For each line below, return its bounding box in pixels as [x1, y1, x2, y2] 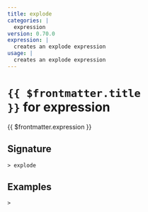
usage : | [7, 50, 33, 57]
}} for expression [7, 99, 110, 115]
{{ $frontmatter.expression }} [7, 122, 92, 131]
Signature [7, 143, 52, 155]
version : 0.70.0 [7, 30, 55, 37]
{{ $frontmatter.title [7, 86, 141, 100]
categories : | [7, 17, 50, 24]
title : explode [7, 10, 52, 18]
